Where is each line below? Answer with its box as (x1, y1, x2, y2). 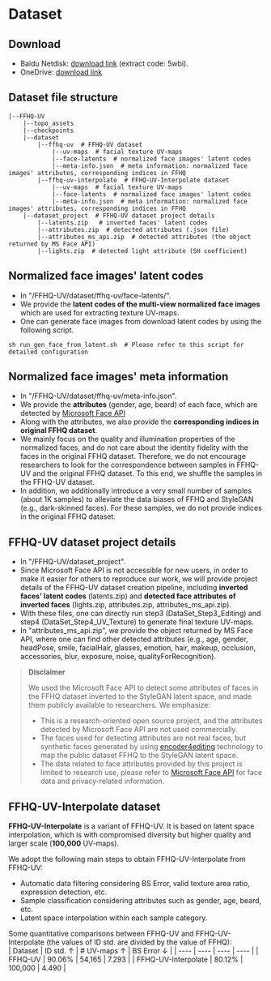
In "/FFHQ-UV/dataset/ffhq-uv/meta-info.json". (19, 391, 177, 401)
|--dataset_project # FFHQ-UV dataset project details (23, 212, 216, 220)
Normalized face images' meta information (8, 370, 229, 383)
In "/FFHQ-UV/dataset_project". (19, 557, 126, 567)
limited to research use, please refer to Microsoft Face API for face (40, 768, 263, 778)
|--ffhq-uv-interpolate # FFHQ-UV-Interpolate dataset (37, 176, 230, 184)
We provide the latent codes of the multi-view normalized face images (19, 299, 260, 309)
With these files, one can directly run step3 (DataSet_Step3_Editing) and (19, 609, 261, 619)
